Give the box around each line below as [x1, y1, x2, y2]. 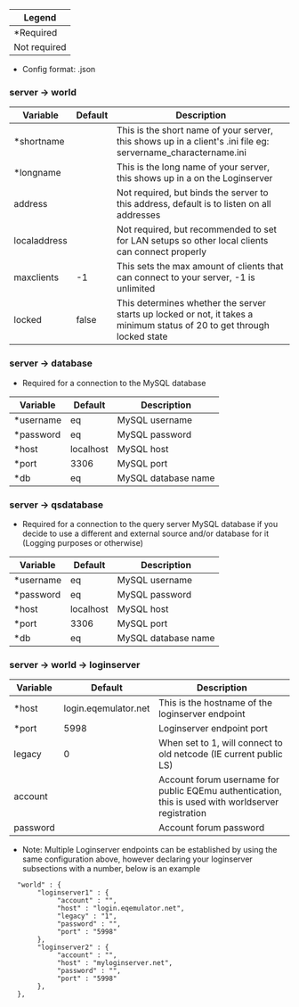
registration [158, 807, 207, 820]
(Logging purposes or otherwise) [21, 537, 144, 548]
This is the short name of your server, [117, 124, 273, 136]
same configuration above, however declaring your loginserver [21, 854, 254, 864]
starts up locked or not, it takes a [117, 308, 254, 320]
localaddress [13, 235, 69, 247]
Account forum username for [158, 773, 280, 786]
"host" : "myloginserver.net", [56, 959, 174, 968]
